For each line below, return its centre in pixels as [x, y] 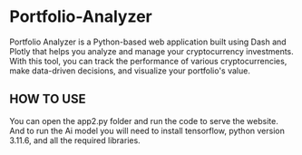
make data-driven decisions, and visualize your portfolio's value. [130, 71]
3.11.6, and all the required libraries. [75, 140]
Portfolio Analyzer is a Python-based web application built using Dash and [148, 42]
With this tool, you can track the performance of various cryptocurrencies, [148, 61]
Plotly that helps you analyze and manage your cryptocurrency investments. [152, 51]
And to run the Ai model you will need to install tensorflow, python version [147, 131]
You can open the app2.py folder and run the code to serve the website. [144, 121]
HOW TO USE [48, 99]
